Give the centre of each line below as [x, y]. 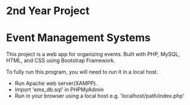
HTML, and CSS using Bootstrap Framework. [61, 61]
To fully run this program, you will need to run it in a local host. [82, 72]
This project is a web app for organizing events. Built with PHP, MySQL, [93, 54]
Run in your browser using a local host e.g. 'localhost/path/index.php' [99, 96]
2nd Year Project [48, 11]
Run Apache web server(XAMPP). [56, 83]
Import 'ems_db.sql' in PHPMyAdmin [59, 90]
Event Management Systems [78, 38]
